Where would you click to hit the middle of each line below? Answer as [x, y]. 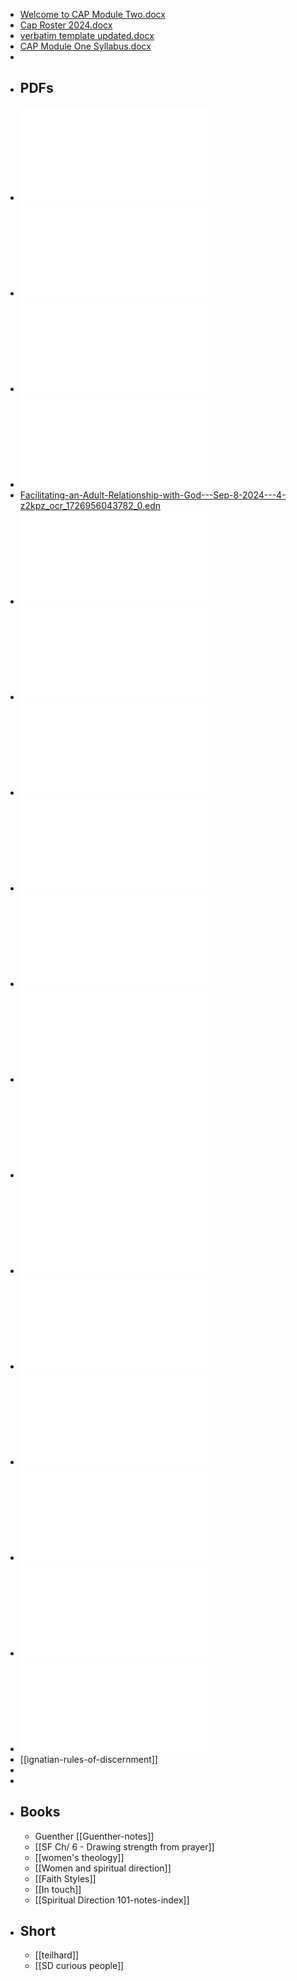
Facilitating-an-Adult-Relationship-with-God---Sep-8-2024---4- [153, 495]
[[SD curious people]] [79, 1966]
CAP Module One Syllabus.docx [85, 46]
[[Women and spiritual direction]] [103, 1868]
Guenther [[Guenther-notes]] [94, 1836]
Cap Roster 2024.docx [66, 25]
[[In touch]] [58, 1889]
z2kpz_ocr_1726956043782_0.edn [90, 505]
